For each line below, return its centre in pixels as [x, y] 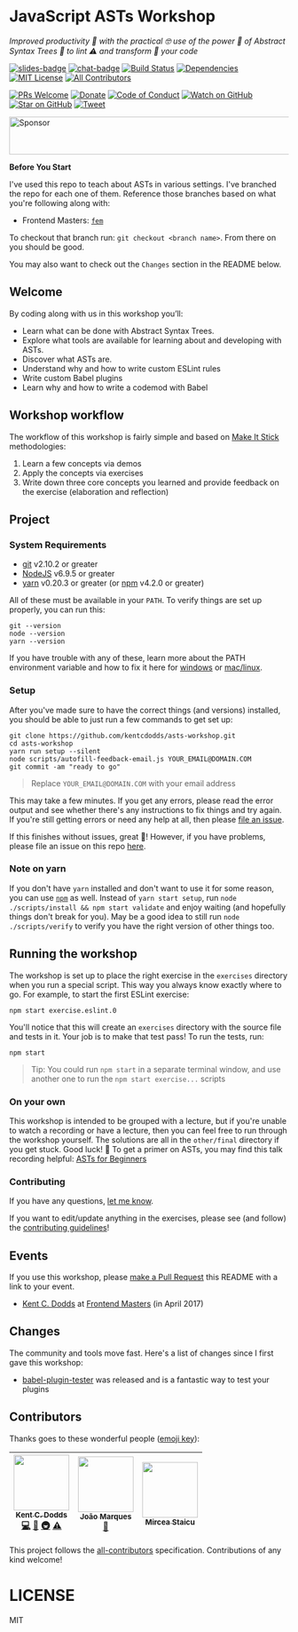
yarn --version [37, 641]
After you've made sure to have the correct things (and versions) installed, [145, 710]
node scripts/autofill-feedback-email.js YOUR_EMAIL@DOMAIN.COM [130, 759]
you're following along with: [60, 203]
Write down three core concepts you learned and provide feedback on [150, 482]
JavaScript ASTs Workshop [112, 16]
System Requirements [58, 545]
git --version [35, 626]
